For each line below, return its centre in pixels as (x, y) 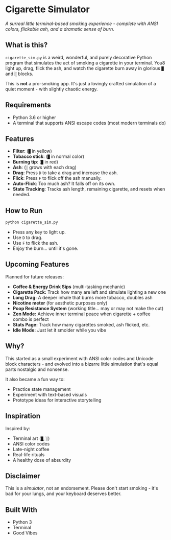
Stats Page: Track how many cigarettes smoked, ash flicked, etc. (81, 324)
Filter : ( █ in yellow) (32, 151)
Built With (21, 510)
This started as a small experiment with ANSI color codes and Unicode (80, 358)
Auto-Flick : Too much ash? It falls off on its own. (64, 184)
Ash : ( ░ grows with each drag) (44, 168)
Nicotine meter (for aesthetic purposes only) (60, 303)
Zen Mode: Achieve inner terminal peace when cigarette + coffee (81, 314)
